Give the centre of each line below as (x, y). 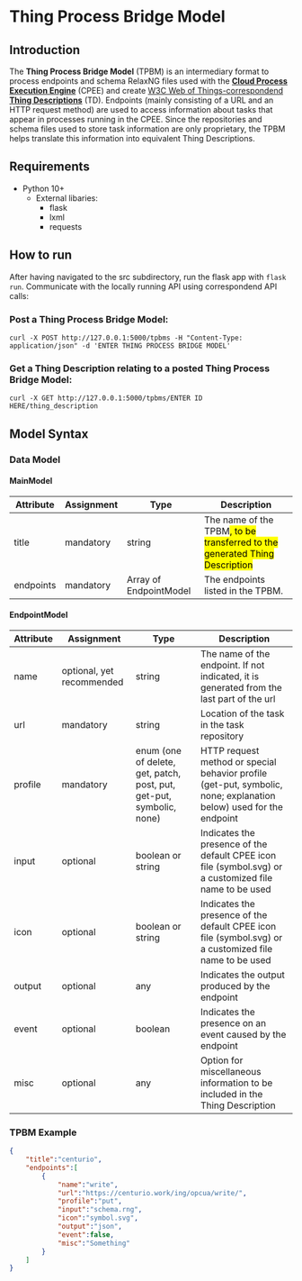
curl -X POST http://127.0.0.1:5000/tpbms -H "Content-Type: (126, 338)
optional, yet (88, 670)
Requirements (49, 167)
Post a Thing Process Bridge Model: (89, 319)
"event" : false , (86, 1235)
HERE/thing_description (54, 406)
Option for (222, 1060)
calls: (19, 295)
